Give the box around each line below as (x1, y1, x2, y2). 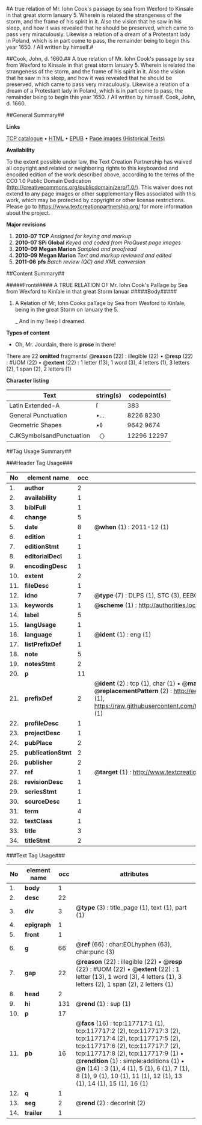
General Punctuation (9, 411, 67, 419)
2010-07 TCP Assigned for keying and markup (14, 233, 132, 239)
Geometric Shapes (9, 421, 62, 429)
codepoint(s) (128, 391, 167, 399)
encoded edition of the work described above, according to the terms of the (6, 171, 195, 178)
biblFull (25, 504, 46, 511)
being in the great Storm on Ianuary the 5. (14, 306, 118, 313)
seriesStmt (25, 787, 57, 796)
